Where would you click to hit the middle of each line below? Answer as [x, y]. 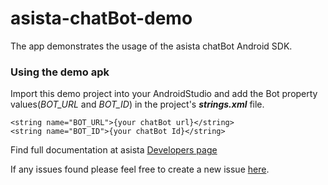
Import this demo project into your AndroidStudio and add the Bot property [164, 94]
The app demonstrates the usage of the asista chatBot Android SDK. [151, 46]
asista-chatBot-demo [101, 18]
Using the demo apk [60, 72]
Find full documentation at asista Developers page [114, 150]
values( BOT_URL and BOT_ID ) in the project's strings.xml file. [137, 104]
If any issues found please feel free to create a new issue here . [140, 169]
